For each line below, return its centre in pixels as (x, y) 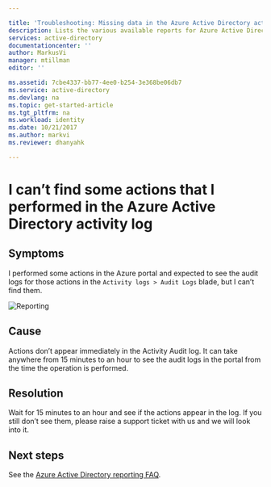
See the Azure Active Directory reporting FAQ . (85, 475)
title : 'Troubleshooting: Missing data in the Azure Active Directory (129, 23)
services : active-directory (56, 38)
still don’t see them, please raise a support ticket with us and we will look (129, 422)
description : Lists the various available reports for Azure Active (126, 30)
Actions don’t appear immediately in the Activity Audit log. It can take (123, 351)
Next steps (36, 455)
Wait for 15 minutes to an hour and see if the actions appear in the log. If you (135, 413)
